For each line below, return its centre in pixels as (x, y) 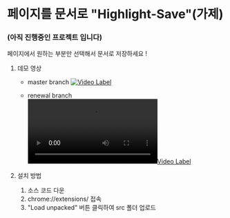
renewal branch (50, 96)
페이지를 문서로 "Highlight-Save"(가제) (115, 14)
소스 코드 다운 (46, 190)
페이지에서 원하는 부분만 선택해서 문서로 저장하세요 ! (77, 54)
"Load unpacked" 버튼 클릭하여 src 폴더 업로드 (92, 208)
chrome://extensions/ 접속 (65, 199)
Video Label (174, 161)
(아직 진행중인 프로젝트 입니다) (55, 37)
